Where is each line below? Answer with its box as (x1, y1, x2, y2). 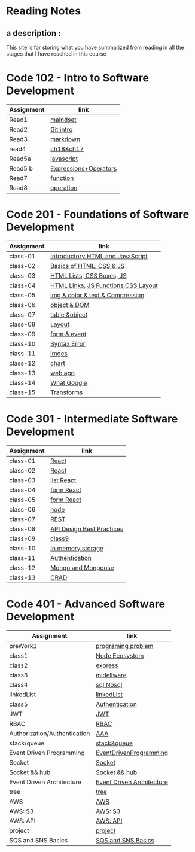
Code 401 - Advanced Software (6, 597, 166, 611)
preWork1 (9, 641, 38, 650)
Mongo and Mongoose (50, 564, 115, 572)
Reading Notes (6, 4, 81, 18)
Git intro (50, 125, 73, 133)
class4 (9, 680, 28, 689)
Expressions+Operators (50, 164, 117, 172)
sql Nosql (95, 680, 123, 689)
